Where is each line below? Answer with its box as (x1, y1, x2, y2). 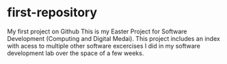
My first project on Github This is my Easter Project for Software (7, 27, 187, 35)
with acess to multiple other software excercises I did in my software (7, 42, 200, 50)
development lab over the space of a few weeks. (7, 49, 144, 57)
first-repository (7, 5, 98, 20)
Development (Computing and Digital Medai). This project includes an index (7, 34, 220, 42)
